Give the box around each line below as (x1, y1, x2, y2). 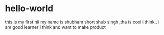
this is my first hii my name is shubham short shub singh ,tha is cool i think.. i (5, 19, 160, 25)
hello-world (5, 3, 54, 14)
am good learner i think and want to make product (5, 24, 106, 30)
